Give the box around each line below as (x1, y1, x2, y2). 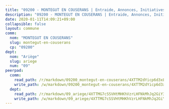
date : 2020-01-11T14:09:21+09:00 (5, 17, 75, 22)
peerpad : (5, 68, 24, 73)
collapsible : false (5, 21, 46, 27)
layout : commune (5, 26, 39, 31)
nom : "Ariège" (10, 54, 39, 59)
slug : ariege (10, 59, 37, 64)
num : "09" (10, 63, 30, 68)
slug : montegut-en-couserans (10, 40, 71, 45)
